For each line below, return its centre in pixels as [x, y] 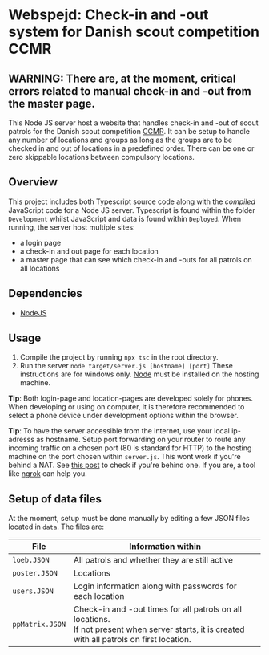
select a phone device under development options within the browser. [123, 416]
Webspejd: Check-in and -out [108, 15]
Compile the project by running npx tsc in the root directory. [119, 357]
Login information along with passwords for [155, 586]
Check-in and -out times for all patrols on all [158, 609]
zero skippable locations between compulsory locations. [101, 157]
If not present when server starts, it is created [159, 629]
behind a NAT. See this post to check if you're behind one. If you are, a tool [132, 465]
